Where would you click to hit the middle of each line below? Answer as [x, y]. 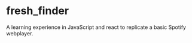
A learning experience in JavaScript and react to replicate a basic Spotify [96, 27]
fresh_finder [38, 11]
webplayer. [20, 33]
